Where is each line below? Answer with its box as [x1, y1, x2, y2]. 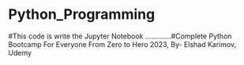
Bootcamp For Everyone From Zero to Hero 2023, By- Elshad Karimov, [8, 39, 237, 49]
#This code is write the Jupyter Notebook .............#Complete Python [8, 31, 232, 41]
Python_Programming [8, 5, 156, 23]
